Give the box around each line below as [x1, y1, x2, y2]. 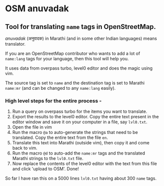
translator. [5, 41, 26, 47]
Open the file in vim [12, 124, 52, 130]
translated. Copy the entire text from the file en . [12, 134, 108, 140]
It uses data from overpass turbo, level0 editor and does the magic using [5, 65, 153, 71]
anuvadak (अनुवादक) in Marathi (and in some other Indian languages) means [5, 35, 157, 41]
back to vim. [12, 145, 38, 151]
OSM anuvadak [5, 3, 69, 14]
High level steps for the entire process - [5, 97, 102, 104]
